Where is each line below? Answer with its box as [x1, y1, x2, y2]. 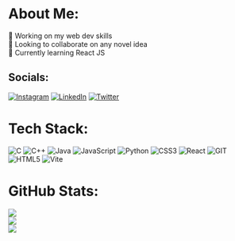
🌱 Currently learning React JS [8, 48, 106, 57]
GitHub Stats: [8, 182, 99, 200]
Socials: [8, 71, 49, 84]
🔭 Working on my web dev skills [8, 31, 113, 40]
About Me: [8, 5, 79, 23]
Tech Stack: [8, 120, 89, 137]
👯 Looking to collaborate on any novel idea [8, 39, 148, 48]
